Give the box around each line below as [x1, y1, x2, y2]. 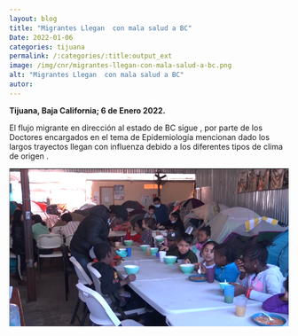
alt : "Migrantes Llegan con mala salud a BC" [9, 71, 184, 80]
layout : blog [9, 14, 58, 23]
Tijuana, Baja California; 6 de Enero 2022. [9, 105, 166, 115]
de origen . [9, 151, 49, 161]
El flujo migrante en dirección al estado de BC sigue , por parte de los [9, 122, 263, 133]
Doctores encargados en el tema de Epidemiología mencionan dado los [9, 131, 271, 142]
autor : [9, 80, 34, 89]
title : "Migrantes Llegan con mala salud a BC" [9, 23, 192, 33]
